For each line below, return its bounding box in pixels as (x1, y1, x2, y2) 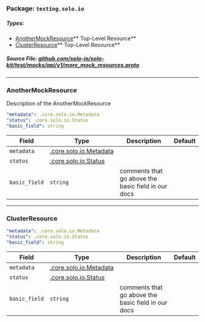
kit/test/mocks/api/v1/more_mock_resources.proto (6, 61, 140, 69)
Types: (6, 19, 24, 27)
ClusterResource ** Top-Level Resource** (15, 41, 120, 48)
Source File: (6, 55, 38, 62)
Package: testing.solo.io (6, 4, 84, 13)
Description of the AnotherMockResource (6, 100, 111, 107)
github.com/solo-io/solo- (38, 55, 105, 62)
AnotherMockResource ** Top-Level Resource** (15, 35, 137, 42)
